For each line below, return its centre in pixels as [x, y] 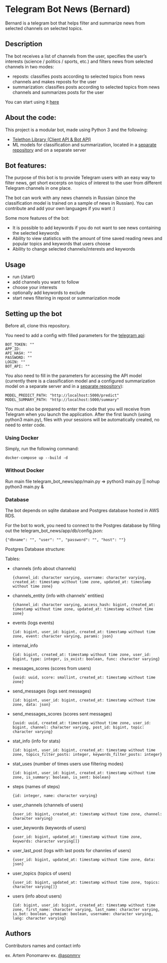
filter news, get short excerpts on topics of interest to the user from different [83, 183]
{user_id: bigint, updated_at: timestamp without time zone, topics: [86, 882]
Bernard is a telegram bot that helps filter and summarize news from [75, 23]
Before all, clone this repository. [38, 326]
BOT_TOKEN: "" [20, 344]
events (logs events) [33, 623]
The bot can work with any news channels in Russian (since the [71, 198]
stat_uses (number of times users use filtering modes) [68, 764]
